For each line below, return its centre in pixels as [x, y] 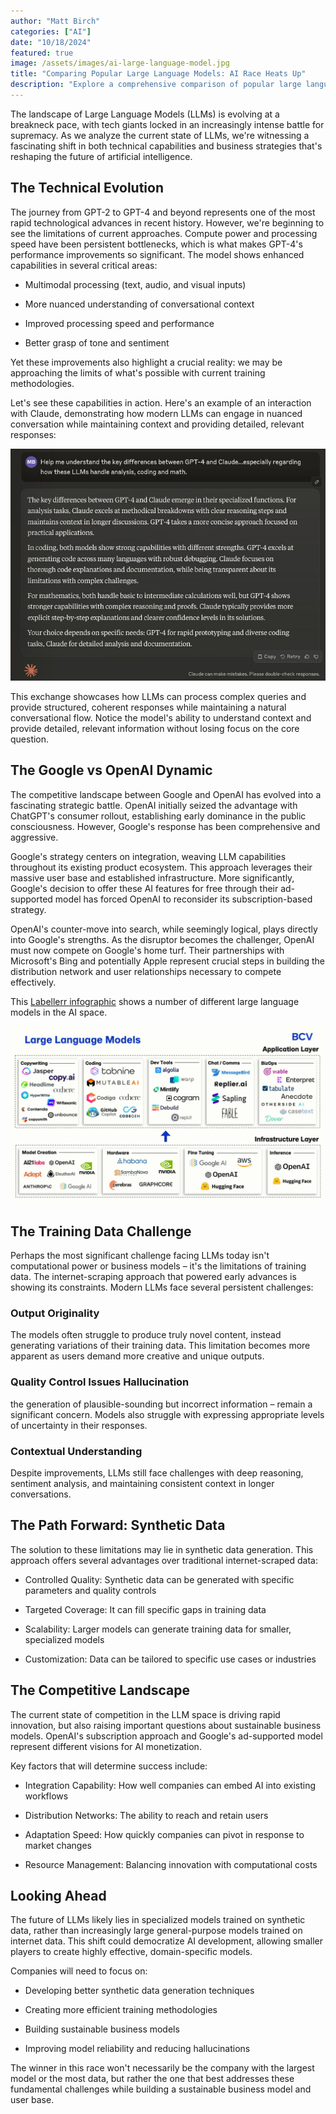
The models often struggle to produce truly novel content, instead [146, 1335]
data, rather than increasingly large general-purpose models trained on [156, 1931]
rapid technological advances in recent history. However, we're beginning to [167, 222]
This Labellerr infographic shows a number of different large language [155, 1001]
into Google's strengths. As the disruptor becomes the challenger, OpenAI [162, 939]
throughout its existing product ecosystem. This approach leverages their [161, 867]
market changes [58, 1845]
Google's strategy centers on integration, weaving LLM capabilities [148, 856]
